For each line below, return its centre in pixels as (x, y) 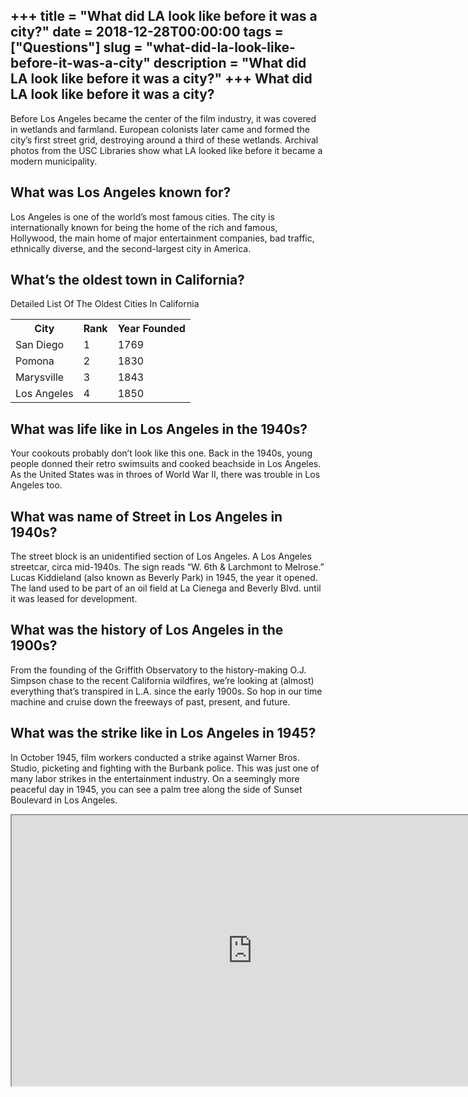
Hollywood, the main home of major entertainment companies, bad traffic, (162, 238)
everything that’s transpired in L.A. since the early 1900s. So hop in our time (166, 691)
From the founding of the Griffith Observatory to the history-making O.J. (158, 670)
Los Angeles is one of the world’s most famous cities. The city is (142, 216)
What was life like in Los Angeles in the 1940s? (159, 429)
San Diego (40, 345)
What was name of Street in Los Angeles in (146, 516)
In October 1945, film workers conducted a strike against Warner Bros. (155, 757)
